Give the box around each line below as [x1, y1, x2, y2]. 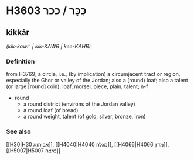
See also [6, 127, 31, 135]
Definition [6, 57, 35, 65]
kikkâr [6, 27, 29, 37]
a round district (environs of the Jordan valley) [23, 100, 136, 107]
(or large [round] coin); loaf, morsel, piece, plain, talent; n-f [6, 83, 148, 90]
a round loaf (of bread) [23, 107, 79, 114]
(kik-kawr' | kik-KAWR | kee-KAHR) [6, 43, 91, 50]
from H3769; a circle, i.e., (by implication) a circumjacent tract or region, [6, 71, 181, 78]
